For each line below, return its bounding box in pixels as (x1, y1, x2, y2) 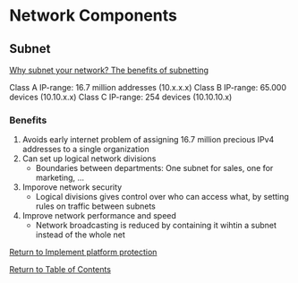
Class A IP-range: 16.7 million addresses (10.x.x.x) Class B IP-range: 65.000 (9, 82, 286, 92)
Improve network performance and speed (21, 210, 177, 221)
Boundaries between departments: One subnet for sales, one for (35, 163, 274, 174)
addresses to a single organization (21, 144, 149, 155)
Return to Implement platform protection (9, 247, 158, 258)
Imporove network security (21, 182, 123, 193)
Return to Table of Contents (9, 264, 112, 275)
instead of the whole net (35, 229, 125, 240)
